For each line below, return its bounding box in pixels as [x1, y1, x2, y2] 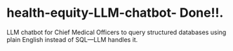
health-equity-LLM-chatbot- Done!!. [6, 5, 224, 21]
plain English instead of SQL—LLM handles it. [6, 35, 138, 43]
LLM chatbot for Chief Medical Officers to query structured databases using [6, 28, 227, 36]
